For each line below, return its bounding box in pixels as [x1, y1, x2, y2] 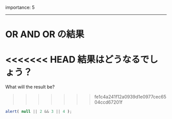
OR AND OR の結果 [5, 29, 84, 40]
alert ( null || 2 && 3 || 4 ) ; [5, 109, 72, 114]
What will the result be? [5, 84, 55, 90]
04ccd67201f [94, 99, 123, 105]
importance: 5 [5, 5, 35, 10]
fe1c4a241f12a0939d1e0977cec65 [94, 94, 166, 100]
